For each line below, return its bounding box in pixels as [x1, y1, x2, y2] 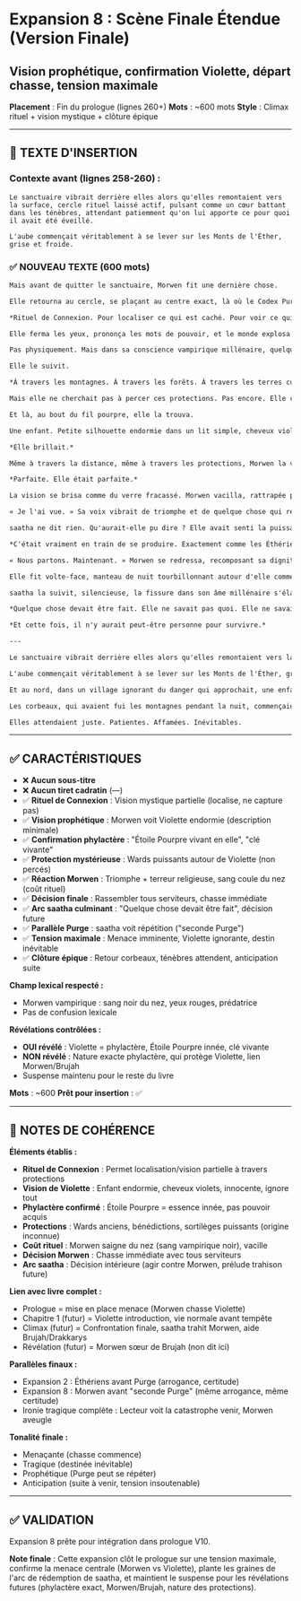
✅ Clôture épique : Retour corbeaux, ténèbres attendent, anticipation [21, 953, 279, 963]
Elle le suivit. [9, 361, 70, 371]
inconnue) [21, 1231, 60, 1241]
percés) [21, 864, 52, 874]
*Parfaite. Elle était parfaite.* [9, 475, 139, 484]
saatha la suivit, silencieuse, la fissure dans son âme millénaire [9, 588, 271, 597]
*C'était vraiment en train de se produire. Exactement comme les [9, 539, 262, 549]
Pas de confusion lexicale [21, 1007, 117, 1018]
